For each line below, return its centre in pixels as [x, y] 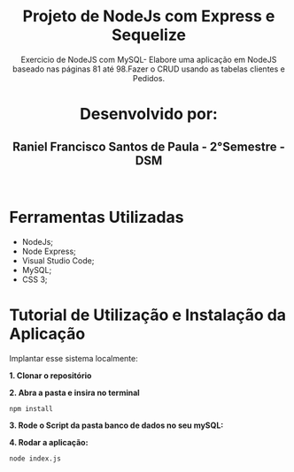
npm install [31, 408]
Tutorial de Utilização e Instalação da [147, 315]
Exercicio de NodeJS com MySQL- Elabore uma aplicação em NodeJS [149, 59]
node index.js [35, 458]
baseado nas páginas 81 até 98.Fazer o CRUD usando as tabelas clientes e [149, 69]
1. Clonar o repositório [50, 375]
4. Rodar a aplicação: [49, 442]
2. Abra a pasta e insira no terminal [74, 392]
